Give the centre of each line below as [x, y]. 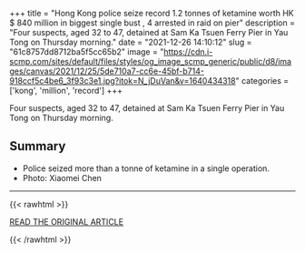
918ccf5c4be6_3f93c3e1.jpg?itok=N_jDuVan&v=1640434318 [123, 81]
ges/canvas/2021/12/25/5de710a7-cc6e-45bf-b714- [107, 71]
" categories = [262, 81]
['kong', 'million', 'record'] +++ [66, 91]
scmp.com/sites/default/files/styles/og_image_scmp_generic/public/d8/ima [151, 61]
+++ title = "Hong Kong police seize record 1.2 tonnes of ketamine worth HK [152, 13]
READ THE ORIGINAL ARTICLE [67, 221]
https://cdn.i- [188, 52]
